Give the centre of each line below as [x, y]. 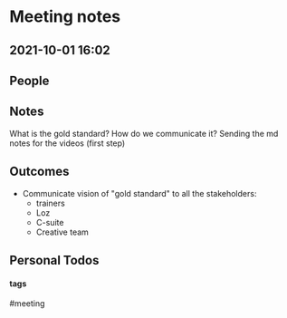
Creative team [62, 232]
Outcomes [39, 172]
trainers [50, 203]
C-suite [50, 222]
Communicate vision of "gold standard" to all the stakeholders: [139, 193]
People [29, 80]
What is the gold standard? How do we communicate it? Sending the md [144, 133]
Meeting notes [65, 17]
